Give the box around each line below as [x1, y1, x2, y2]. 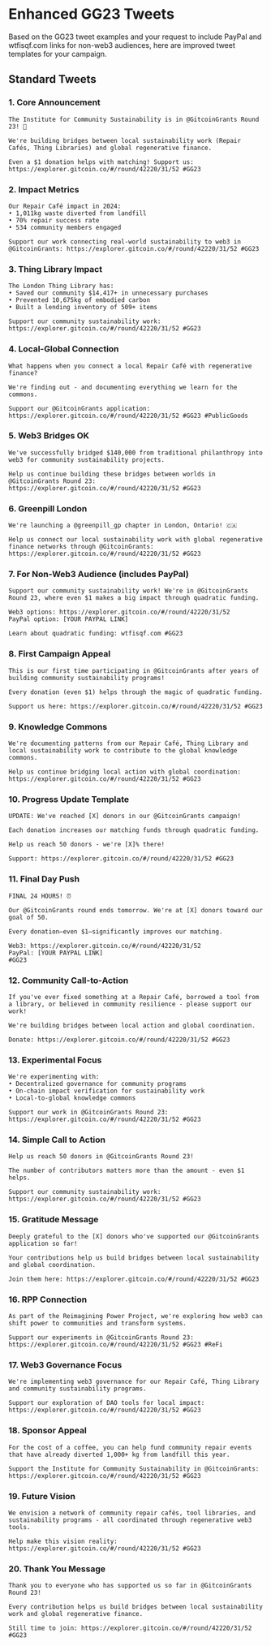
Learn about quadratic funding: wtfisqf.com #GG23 [8, 630, 183, 638]
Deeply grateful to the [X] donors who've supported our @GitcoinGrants [8, 1232, 260, 1240]
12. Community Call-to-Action [8, 975, 129, 986]
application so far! [8, 1239, 79, 1247]
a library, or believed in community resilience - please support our [8, 1000, 252, 1008]
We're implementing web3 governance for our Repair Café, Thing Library [8, 1377, 260, 1386]
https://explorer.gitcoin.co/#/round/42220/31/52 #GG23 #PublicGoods [8, 411, 249, 420]
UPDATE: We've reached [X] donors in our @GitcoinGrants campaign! [8, 812, 242, 821]
